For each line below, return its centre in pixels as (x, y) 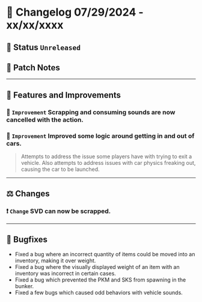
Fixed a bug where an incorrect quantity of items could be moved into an (105, 254)
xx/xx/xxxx (35, 25)
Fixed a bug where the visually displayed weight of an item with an (97, 267)
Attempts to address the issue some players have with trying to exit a (106, 156)
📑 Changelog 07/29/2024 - (75, 12)
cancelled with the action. (45, 120)
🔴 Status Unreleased (44, 47)
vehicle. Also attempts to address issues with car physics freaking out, (108, 163)
